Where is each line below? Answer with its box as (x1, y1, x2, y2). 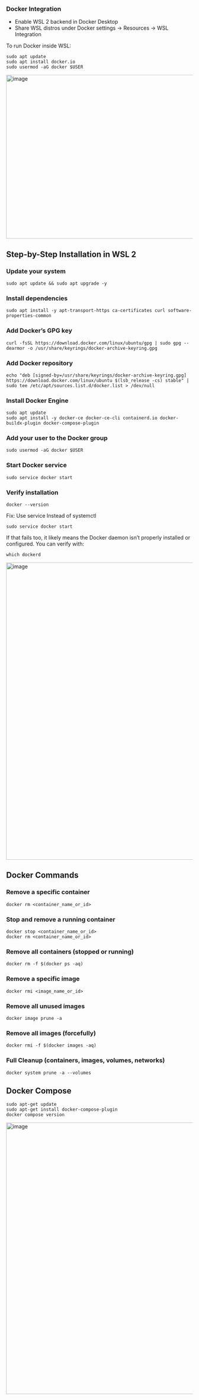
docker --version (6, 502, 49, 508)
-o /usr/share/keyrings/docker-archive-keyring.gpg (27, 345, 158, 351)
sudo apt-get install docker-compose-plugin (6, 1106, 118, 1113)
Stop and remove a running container (6, 915, 115, 923)
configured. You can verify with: (6, 540, 85, 547)
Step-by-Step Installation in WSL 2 (6, 249, 137, 259)
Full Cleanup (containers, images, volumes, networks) (6, 1056, 165, 1064)
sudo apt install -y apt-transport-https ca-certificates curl (6, 308, 166, 314)
